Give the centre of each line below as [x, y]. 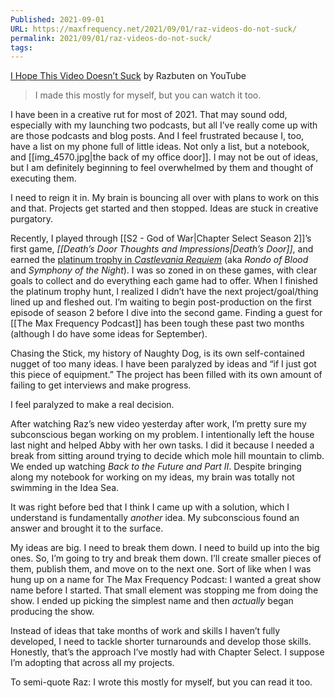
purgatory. [31, 219]
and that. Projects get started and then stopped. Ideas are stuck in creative [164, 208]
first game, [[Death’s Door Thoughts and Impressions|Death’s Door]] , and [162, 249]
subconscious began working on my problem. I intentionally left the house [162, 435]
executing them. [43, 178]
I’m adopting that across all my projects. [92, 663]
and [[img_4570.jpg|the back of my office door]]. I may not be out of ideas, [164, 157]
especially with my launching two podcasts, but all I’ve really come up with [164, 125]
